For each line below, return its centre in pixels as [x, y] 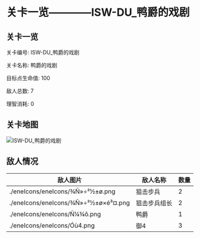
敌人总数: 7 [20, 91]
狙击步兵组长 [154, 203]
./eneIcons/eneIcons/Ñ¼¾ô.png [55, 214]
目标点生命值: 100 [28, 78]
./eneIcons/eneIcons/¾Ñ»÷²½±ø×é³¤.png [70, 202]
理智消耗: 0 [20, 104]
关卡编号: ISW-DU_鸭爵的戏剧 [43, 52]
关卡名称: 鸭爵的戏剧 [32, 65]
